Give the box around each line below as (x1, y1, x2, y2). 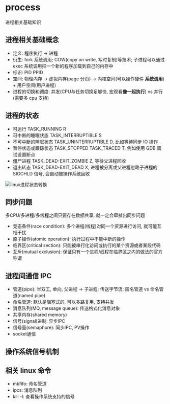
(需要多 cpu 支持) (12, 95, 49, 101)
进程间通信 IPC (5, 272, 52, 280)
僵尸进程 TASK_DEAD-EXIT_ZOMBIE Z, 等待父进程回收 (12, 158, 126, 164)
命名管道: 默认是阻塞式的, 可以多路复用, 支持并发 (12, 299, 115, 305)
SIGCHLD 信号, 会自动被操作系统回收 (12, 170, 90, 176)
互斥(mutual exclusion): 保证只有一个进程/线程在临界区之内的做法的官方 (12, 249, 163, 255)
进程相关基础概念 (5, 35, 59, 44)
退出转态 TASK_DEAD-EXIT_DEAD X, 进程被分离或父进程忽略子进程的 (12, 164, 158, 170)
